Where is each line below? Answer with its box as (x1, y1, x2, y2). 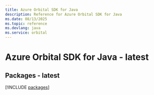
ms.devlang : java (5, 26, 41, 31)
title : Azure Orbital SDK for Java (5, 7, 78, 12)
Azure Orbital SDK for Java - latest (5, 51, 149, 63)
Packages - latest (5, 71, 60, 80)
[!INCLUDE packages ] (5, 85, 50, 90)
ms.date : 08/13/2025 (5, 16, 48, 21)
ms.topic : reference (5, 21, 48, 26)
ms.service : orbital (5, 30, 48, 35)
